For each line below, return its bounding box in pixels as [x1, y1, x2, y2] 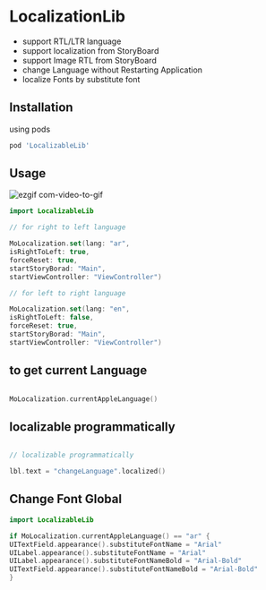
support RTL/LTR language [21, 36, 122, 47]
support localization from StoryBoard [21, 45, 159, 56]
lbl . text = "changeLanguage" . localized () [9, 467, 167, 476]
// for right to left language [9, 223, 126, 232]
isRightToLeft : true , [9, 248, 90, 257]
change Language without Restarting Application [21, 64, 203, 75]
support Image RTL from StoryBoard [21, 55, 157, 65]
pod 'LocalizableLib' [9, 141, 90, 150]
